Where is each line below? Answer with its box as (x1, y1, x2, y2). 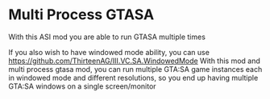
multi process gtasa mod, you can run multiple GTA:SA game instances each (8, 64, 263, 73)
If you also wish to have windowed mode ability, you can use (8, 47, 210, 57)
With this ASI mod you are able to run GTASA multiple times (8, 32, 206, 42)
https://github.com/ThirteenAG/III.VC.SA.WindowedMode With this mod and (8, 56, 260, 65)
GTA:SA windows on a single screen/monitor (8, 81, 156, 91)
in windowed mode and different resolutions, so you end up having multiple (8, 73, 259, 82)
